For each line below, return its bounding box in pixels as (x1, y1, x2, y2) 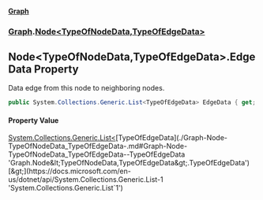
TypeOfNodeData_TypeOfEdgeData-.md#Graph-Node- (8, 142, 188, 151)
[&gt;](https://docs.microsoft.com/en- (8, 166, 132, 176)
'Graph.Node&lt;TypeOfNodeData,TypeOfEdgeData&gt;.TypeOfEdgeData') (8, 158, 250, 168)
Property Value (8, 115, 59, 125)
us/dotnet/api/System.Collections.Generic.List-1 (8, 175, 163, 184)
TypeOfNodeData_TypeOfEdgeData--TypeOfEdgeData (8, 150, 186, 159)
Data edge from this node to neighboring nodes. (8, 83, 165, 93)
